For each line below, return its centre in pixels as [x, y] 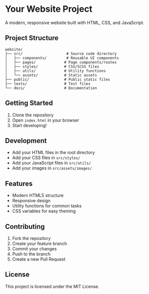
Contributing [25, 227]
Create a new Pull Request [39, 259]
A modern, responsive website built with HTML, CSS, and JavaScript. [75, 23]
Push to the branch [31, 254]
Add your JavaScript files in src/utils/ [52, 163]
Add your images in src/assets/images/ [52, 168]
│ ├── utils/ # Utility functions [55, 71]
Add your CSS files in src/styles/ [46, 158]
